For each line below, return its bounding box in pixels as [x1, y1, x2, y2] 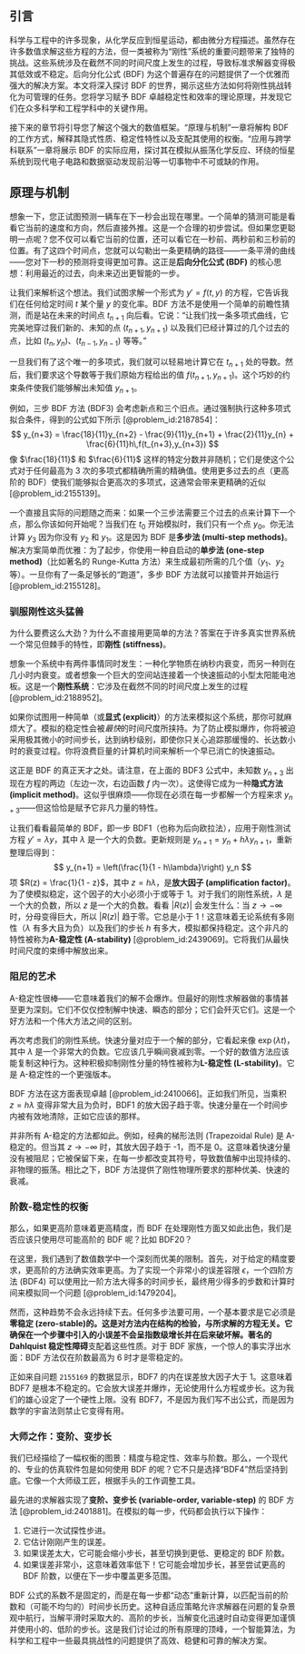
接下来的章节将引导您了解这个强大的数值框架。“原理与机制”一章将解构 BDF [9, 122, 289, 133]
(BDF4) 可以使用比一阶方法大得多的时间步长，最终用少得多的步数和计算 [19, 1275, 288, 1286]
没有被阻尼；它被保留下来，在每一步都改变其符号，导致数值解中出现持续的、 [9, 1152, 296, 1164]
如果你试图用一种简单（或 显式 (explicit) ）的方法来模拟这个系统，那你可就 [9, 712, 284, 723]
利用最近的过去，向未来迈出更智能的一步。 [25, 267, 184, 279]
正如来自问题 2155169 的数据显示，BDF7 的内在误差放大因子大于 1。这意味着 [9, 1371, 293, 1382]
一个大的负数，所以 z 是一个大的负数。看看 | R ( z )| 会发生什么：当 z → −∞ [9, 900, 283, 911]
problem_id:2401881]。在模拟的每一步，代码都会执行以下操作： [30, 1506, 268, 1517]
